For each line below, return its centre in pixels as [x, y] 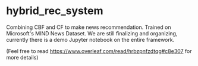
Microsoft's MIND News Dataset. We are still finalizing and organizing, [92, 33]
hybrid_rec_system [55, 11]
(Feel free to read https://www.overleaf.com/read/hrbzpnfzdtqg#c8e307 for [99, 51]
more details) [22, 57]
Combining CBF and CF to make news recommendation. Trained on [89, 27]
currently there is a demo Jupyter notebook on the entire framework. [90, 39]
